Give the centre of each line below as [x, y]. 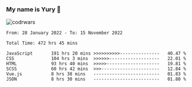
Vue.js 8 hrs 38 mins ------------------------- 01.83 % [96, 74]
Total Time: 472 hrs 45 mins [42, 43]
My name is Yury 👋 [33, 9]
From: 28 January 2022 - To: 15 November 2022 [64, 33]
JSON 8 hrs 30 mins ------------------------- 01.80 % [96, 79]
